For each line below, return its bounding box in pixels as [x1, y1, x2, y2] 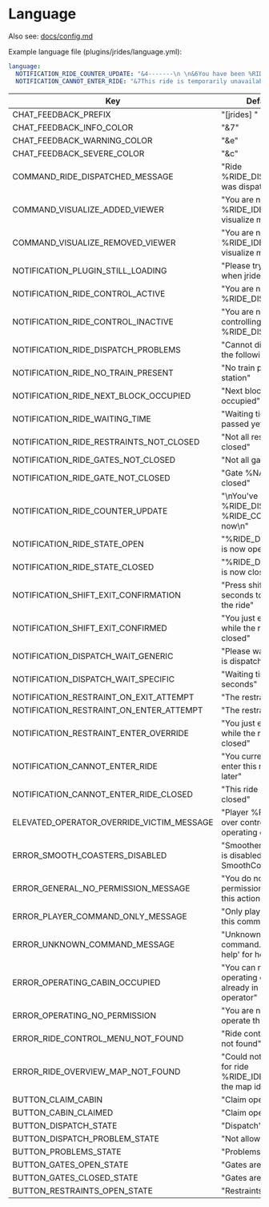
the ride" [221, 599, 255, 610]
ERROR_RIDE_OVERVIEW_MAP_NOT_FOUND [12, 1066, 181, 1077]
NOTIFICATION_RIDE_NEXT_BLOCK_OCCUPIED [12, 390, 191, 401]
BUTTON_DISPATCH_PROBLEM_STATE [12, 1133, 160, 1144]
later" [221, 770, 243, 782]
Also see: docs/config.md [8, 31, 94, 41]
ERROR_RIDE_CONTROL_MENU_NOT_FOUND [12, 1032, 184, 1044]
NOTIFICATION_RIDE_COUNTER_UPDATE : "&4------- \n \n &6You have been [15, 70, 246, 78]
